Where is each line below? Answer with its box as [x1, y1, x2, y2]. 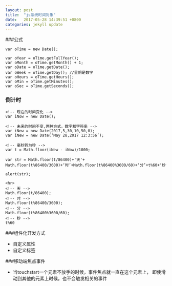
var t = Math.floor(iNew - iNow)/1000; [5, 147, 91, 152]
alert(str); [5, 171, 31, 177]
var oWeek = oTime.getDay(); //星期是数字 [5, 70, 94, 75]
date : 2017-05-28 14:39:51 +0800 [5, 17, 81, 22]
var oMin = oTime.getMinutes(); [5, 79, 74, 85]
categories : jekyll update [5, 22, 63, 27]
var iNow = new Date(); [5, 114, 56, 119]
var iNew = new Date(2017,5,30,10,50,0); [5, 128, 95, 133]
